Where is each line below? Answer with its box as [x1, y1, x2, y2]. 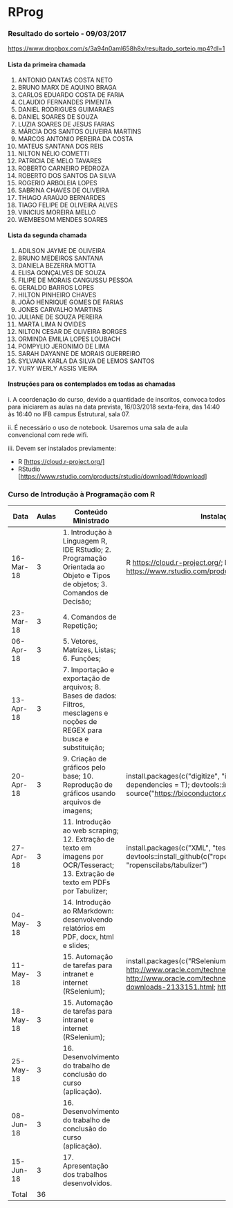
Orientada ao [62, 562, 106, 572]
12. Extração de [62, 835, 115, 844]
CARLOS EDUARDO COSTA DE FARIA [17, 91, 124, 99]
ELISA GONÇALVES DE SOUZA [17, 268, 106, 277]
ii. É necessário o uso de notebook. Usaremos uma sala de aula [8, 423, 189, 432]
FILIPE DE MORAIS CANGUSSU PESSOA [17, 276, 133, 284]
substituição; [62, 743, 105, 752]
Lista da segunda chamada [8, 231, 87, 239]
